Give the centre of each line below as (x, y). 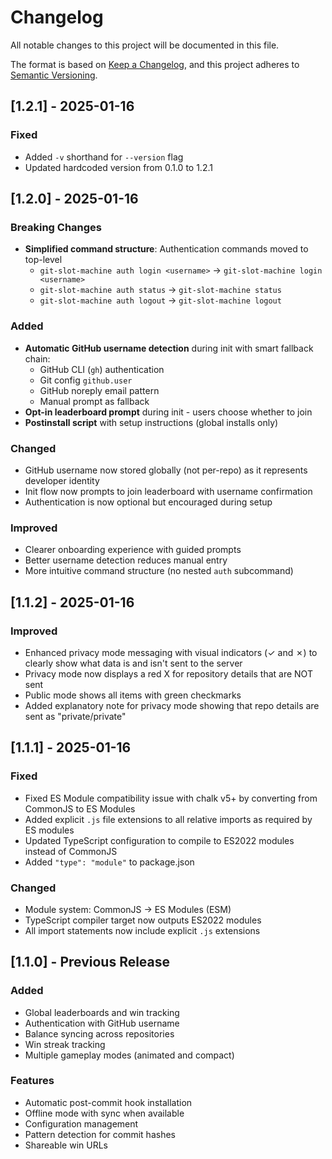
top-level (43, 260)
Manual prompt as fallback (94, 401)
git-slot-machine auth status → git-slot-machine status (160, 290)
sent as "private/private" (75, 716)
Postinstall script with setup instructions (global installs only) (151, 422)
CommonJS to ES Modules (80, 808)
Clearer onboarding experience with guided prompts (133, 550)
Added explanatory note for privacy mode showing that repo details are (172, 705)
